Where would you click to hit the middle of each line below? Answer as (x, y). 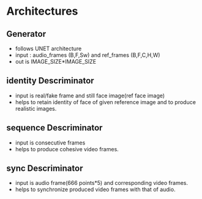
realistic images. (36, 108)
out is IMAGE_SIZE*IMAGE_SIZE (56, 62)
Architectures (42, 11)
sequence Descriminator (54, 128)
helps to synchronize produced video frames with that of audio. (95, 190)
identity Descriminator (50, 81)
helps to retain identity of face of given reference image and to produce (105, 102)
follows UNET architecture (48, 48)
